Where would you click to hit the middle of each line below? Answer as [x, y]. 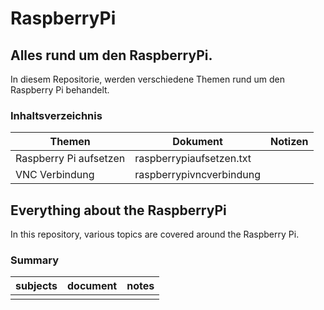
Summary [35, 260]
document [92, 286]
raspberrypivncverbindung [197, 175]
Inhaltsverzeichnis [56, 115]
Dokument [197, 142]
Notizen [289, 142]
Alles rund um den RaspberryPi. [111, 55]
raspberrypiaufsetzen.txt [193, 159]
